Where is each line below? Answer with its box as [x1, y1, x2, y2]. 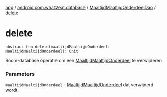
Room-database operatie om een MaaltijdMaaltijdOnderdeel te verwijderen [5, 57, 162, 63]
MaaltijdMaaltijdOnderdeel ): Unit [5, 48, 79, 54]
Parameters [5, 70, 35, 77]
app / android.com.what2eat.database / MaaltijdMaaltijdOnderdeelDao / [5, 5, 156, 10]
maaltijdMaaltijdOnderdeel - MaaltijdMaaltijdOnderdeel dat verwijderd [5, 82, 154, 88]
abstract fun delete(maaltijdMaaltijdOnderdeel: [5, 44, 110, 49]
